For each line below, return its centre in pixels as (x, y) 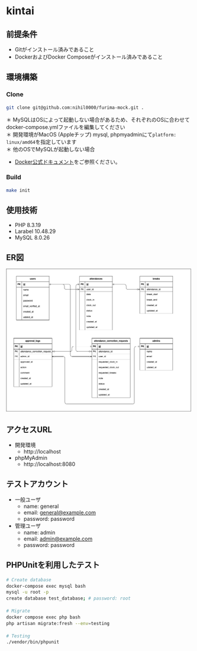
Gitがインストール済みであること (54, 49)
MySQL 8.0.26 (32, 237)
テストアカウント (37, 484)
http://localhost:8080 (49, 464)
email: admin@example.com (58, 539)
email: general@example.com (60, 512)
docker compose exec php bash (43, 617)
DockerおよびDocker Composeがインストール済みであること (89, 57)
